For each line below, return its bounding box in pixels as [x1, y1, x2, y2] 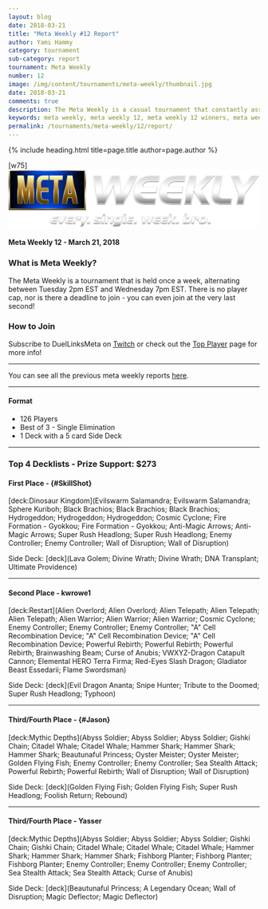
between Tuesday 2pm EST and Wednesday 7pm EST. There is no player [8, 284, 248, 294]
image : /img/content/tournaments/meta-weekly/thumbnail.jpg [8, 80, 213, 88]
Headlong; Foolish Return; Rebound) [8, 790, 128, 800]
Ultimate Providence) [8, 563, 78, 572]
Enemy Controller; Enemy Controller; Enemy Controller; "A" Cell [8, 622, 216, 632]
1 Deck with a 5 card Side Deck [19, 431, 122, 441]
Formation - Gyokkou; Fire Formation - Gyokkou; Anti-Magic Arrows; [8, 521, 234, 531]
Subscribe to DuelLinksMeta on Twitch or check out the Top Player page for [8, 339, 258, 349]
